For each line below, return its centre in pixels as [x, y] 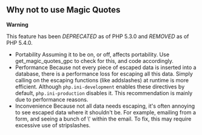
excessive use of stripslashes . [53, 125]
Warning [17, 24]
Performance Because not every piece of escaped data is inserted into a [106, 67]
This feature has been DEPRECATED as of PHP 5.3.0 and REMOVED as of [98, 36]
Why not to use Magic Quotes [63, 10]
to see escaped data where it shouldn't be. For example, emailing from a [105, 112]
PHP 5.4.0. [19, 42]
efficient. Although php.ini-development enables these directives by [100, 87]
